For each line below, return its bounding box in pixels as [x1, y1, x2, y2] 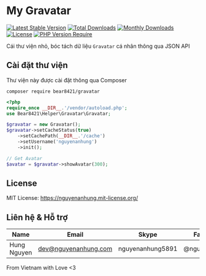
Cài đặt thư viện [6, 60, 68, 71]
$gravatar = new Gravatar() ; [6, 121, 81, 128]
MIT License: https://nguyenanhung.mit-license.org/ [6, 194, 139, 202]
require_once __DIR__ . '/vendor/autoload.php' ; [6, 105, 128, 111]
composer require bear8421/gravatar [6, 88, 100, 94]
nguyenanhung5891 [118, 245, 178, 253]
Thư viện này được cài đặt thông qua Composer [6, 76, 127, 83]
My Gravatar [6, 4, 72, 18]
